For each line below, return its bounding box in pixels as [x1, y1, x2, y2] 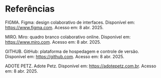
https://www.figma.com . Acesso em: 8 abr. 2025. [5, 24, 104, 30]
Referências [5, 3, 55, 15]
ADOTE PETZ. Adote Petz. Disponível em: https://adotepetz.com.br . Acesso [5, 63, 157, 69]
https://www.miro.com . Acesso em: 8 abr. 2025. [5, 39, 101, 45]
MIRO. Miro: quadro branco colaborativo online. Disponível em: [5, 34, 131, 40]
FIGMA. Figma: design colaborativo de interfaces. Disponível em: [5, 19, 135, 25]
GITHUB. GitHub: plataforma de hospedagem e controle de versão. [5, 48, 140, 54]
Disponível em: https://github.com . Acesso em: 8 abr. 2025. [5, 53, 125, 59]
